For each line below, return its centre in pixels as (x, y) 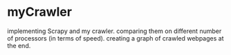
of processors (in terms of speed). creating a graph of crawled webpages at (115, 38)
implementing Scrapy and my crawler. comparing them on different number (114, 31)
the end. (19, 45)
